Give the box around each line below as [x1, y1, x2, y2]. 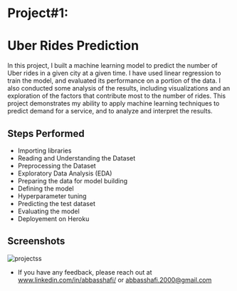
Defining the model [17, 184, 74, 193]
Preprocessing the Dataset [17, 161, 96, 170]
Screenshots [7, 235, 65, 247]
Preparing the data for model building [17, 176, 128, 185]
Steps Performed [7, 127, 85, 140]
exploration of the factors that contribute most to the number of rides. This [7, 91, 226, 101]
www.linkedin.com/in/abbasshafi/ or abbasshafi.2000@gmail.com [17, 275, 212, 284]
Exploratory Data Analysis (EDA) [17, 169, 112, 178]
